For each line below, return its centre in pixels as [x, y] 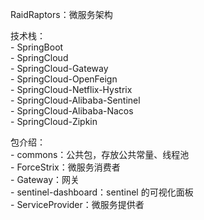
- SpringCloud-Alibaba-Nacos [72, 111]
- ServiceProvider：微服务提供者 [77, 204]
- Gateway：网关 [45, 179]
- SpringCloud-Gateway [59, 68]
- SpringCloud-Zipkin [54, 121]
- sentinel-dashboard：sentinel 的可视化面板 [102, 192]
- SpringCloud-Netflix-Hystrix [71, 89]
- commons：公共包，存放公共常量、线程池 [100, 154]
